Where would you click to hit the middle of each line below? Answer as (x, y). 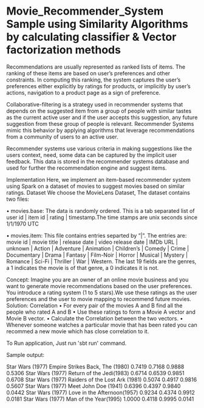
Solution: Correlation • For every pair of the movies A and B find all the (94, 305)
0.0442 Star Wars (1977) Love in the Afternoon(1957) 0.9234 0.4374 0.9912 (101, 392)
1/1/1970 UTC (23, 224)
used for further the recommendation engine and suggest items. (87, 168)
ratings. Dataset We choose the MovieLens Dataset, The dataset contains (98, 192)
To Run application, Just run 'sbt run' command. (66, 343)
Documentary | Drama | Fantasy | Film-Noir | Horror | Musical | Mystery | (97, 255)
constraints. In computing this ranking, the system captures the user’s (93, 80)
